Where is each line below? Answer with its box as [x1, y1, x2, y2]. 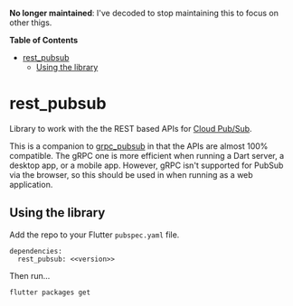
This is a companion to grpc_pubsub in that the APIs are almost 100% [9, 140, 269, 152]
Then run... [9, 270, 51, 281]
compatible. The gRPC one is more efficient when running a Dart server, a [9, 150, 285, 161]
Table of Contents [9, 35, 79, 45]
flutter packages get [9, 288, 91, 297]
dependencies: [9, 246, 63, 255]
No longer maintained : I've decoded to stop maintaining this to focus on [9, 8, 279, 18]
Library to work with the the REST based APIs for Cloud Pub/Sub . [9, 123, 252, 134]
